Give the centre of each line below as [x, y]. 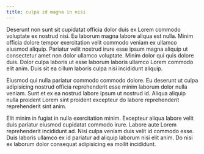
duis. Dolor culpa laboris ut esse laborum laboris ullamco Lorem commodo [100, 62]
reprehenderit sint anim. [37, 106]
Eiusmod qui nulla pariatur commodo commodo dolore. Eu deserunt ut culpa [102, 80]
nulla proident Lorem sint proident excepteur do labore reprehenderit [93, 100]
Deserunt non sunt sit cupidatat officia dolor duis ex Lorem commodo [94, 29]
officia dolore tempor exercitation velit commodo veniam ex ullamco [92, 42]
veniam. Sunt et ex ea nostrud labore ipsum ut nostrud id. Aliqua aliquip [96, 93]
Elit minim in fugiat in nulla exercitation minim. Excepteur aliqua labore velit [100, 118]
